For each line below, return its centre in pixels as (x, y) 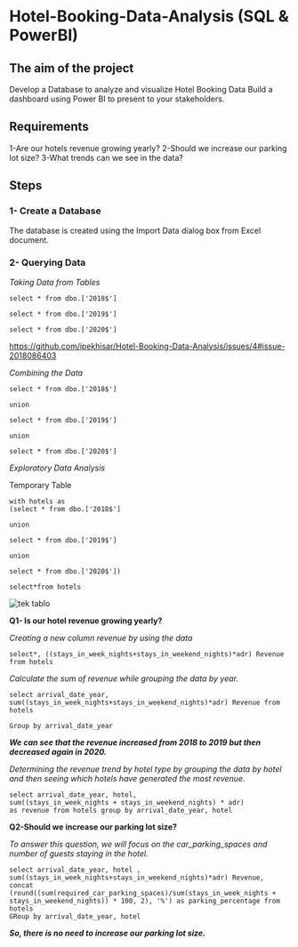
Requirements (49, 127)
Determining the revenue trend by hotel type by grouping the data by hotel (145, 769)
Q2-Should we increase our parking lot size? (93, 827)
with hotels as (37, 501)
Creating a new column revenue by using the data (101, 638)
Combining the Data (46, 373)
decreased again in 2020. (58, 751)
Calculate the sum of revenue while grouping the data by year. (124, 678)
